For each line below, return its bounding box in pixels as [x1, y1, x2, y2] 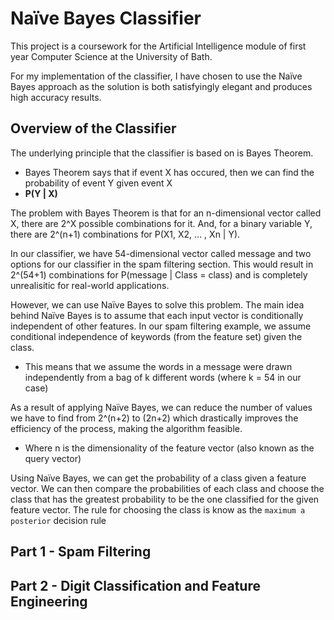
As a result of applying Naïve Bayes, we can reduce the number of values [10, 401, 313, 413]
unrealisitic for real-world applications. [10, 279, 170, 291]
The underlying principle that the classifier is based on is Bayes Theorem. [10, 147, 314, 159]
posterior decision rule [10, 514, 107, 526]
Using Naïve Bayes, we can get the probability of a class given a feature [10, 472, 307, 484]
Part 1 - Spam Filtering [10, 543, 152, 561]
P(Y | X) [24, 187, 58, 199]
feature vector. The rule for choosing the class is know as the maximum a [10, 503, 306, 516]
